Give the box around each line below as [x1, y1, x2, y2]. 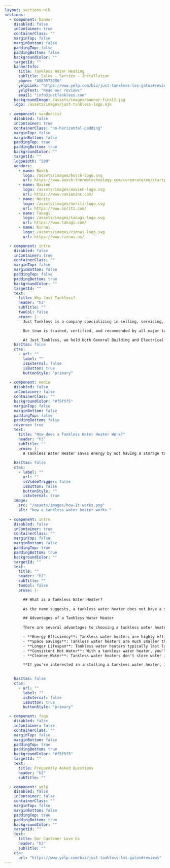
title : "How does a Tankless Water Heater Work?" [18, 432, 125, 437]
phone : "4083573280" [18, 78, 62, 83]
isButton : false [23, 484, 57, 489]
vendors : [14, 163, 32, 168]
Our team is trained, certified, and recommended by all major [23, 328, 159, 333]
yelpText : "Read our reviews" [18, 87, 82, 93]
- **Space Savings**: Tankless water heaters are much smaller [23, 639, 159, 644]
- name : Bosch [18, 168, 49, 173]
